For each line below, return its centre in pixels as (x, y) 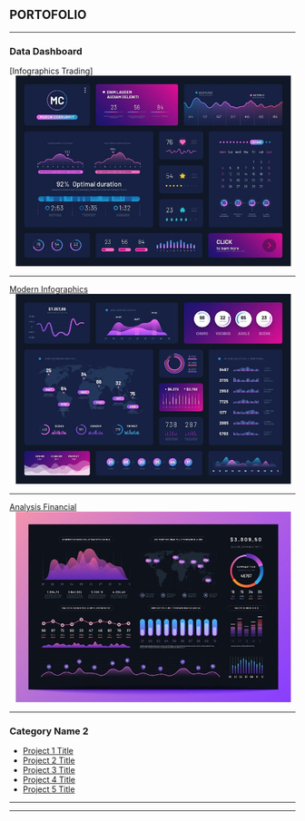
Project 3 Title (49, 770)
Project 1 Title (48, 751)
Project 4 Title (49, 780)
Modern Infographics (49, 288)
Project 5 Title (49, 789)
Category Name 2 (49, 731)
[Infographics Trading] (51, 71)
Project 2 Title (49, 760)
